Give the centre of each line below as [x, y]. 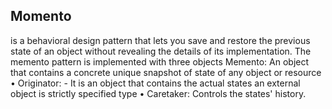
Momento [41, 16]
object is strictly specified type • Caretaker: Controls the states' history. [158, 93]
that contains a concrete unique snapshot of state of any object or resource [166, 72]
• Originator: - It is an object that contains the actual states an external [155, 83]
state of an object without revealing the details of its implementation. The [161, 51]
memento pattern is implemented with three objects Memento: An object [160, 61]
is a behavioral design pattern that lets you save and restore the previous [160, 40]
